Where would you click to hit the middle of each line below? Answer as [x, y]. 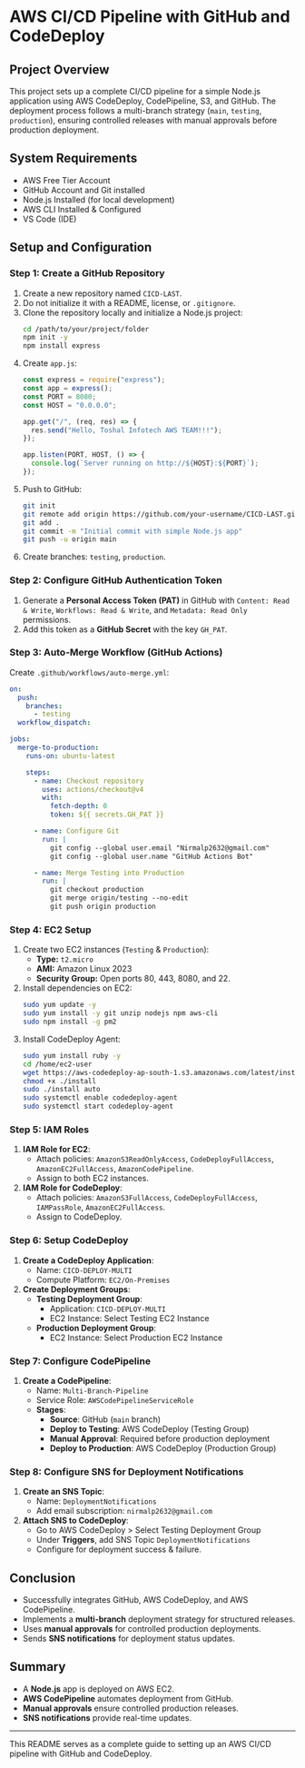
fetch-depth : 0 [78, 806]
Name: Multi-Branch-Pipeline [92, 1390]
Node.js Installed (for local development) [98, 199]
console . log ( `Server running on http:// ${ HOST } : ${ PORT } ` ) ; [145, 464]
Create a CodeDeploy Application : [88, 1260]
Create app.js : [49, 363]
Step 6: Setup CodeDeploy [69, 1240]
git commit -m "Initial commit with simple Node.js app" [133, 531]
